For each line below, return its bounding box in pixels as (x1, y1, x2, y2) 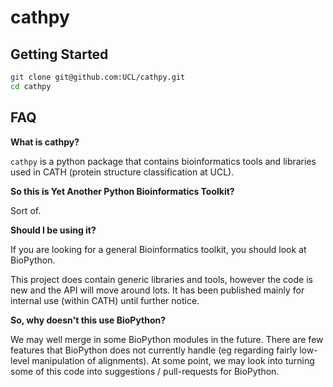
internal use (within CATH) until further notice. (10, 294, 200, 306)
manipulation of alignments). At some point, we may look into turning (31, 354, 315, 366)
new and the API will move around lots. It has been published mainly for (10, 284, 305, 296)
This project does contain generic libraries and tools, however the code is (10, 273, 313, 285)
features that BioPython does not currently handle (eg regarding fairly (10, 344, 298, 356)
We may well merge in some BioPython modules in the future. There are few (10, 333, 324, 345)
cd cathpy (10, 81, 52, 91)
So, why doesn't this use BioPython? (10, 314, 167, 326)
